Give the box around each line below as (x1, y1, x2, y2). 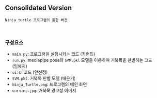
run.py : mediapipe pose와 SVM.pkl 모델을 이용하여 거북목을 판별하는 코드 (12, 57, 153, 63)
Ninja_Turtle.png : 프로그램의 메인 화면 (12, 82, 87, 87)
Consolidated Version (5, 4, 72, 12)
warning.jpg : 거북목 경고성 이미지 (12, 87, 77, 94)
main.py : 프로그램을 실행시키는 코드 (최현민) (12, 51, 95, 57)
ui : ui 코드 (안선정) (12, 69, 48, 75)
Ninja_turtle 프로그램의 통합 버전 (5, 17, 68, 22)
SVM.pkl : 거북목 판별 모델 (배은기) (12, 75, 76, 82)
